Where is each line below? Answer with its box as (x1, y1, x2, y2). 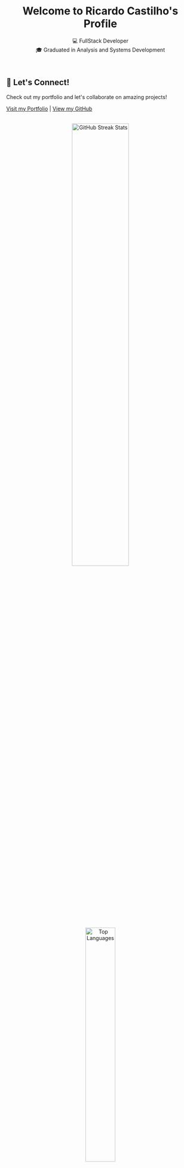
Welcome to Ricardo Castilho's (22, 4, 179, 18)
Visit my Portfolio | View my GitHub (6, 105, 93, 112)
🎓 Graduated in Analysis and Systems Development (35, 46, 165, 53)
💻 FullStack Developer (72, 37, 128, 44)
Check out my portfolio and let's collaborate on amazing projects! (6, 93, 167, 100)
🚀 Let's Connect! (6, 77, 70, 88)
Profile (83, 17, 118, 31)
